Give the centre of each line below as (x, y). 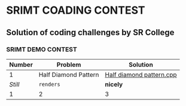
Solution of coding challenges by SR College (90, 32)
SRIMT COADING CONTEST (76, 10)
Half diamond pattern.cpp (141, 74)
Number (21, 64)
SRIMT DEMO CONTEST (42, 49)
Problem (69, 64)
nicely (114, 84)
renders (50, 84)
